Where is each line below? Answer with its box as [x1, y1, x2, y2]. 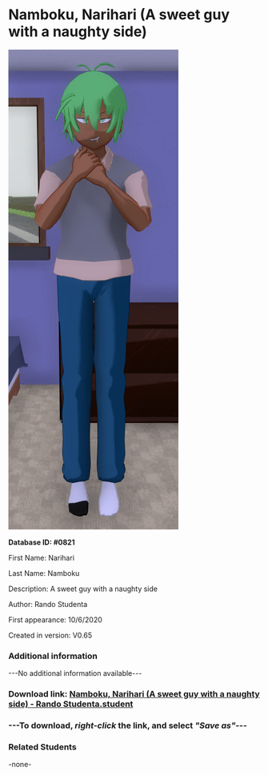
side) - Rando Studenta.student [8, 698, 134, 709]
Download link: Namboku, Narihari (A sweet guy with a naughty [8, 689, 260, 700]
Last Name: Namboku [8, 568, 80, 577]
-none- [8, 760, 32, 769]
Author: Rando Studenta [8, 599, 88, 609]
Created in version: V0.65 [8, 630, 93, 640]
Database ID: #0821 [8, 537, 75, 547]
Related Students [8, 741, 78, 753]
